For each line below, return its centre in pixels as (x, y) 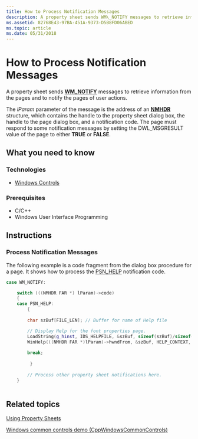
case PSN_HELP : (35, 304)
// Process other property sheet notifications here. (95, 375)
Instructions (29, 236)
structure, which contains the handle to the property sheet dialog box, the (96, 116)
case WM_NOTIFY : (26, 282)
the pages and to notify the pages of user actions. (67, 98)
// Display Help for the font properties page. (87, 331)
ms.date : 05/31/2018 (32, 34)
